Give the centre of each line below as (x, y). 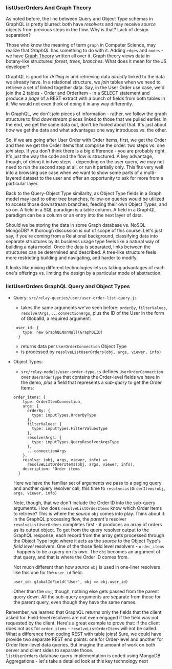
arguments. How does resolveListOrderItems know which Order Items (88, 508)
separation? (18, 35)
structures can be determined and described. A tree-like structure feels (81, 252)
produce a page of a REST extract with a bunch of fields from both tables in (85, 98)
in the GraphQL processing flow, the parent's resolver (70, 519)
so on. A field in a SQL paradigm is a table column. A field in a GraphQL (81, 210)
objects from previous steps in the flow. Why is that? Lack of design (77, 30)
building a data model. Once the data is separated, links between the (78, 247)
